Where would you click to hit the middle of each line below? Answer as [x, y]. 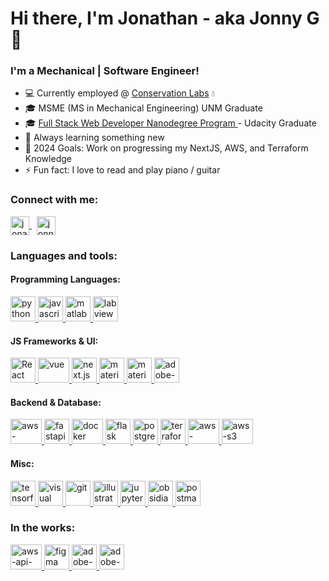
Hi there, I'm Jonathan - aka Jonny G [165, 18]
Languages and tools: [64, 255]
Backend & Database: [56, 402]
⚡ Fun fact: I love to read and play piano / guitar [122, 170]
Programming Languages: [65, 279]
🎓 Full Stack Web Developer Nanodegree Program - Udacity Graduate [170, 123]
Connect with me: [54, 200]
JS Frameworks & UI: [54, 341]
